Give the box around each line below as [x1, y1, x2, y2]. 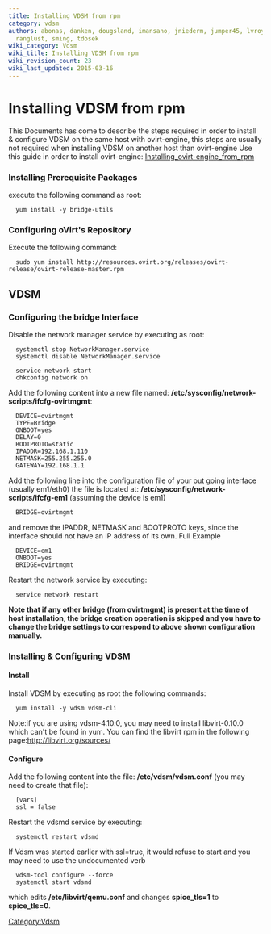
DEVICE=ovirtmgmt [15, 412, 74, 420]
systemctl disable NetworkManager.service [15, 352, 161, 360]
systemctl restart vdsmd [15, 833, 99, 841]
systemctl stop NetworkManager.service [15, 345, 150, 354]
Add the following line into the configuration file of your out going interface [8, 475, 256, 485]
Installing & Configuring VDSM [8, 651, 131, 662]
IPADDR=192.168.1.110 [15, 447, 89, 455]
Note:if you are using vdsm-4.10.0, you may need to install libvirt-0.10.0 [8, 718, 244, 728]
